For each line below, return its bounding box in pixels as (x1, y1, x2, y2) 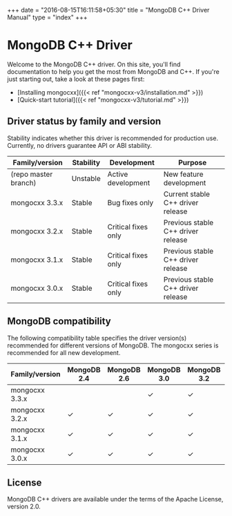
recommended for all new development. (7, 348, 121, 356)
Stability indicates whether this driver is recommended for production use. (7, 134, 219, 142)
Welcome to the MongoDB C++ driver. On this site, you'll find (7, 60, 181, 68)
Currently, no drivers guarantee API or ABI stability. (7, 141, 153, 149)
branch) (10, 178, 37, 187)
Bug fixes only (107, 198, 154, 207)
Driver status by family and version (7, 115, 162, 127)
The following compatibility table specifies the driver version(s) (7, 334, 187, 342)
